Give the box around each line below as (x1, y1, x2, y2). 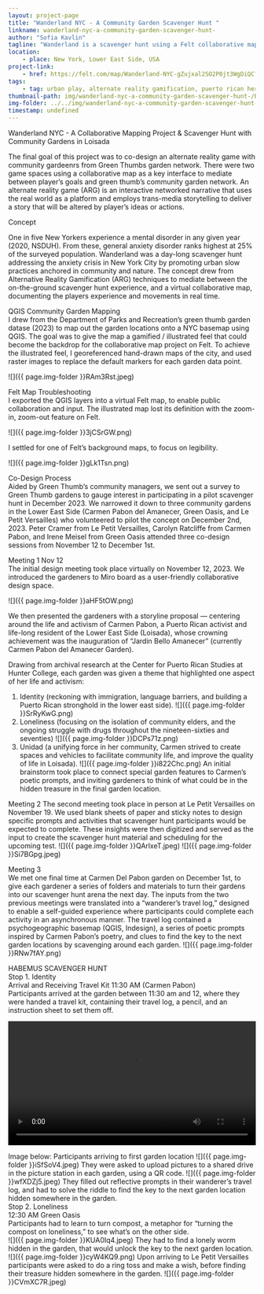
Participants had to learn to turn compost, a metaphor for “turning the (8, 1218, 233, 1228)
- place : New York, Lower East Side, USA (22, 56, 159, 64)
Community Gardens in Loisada (8, 137, 110, 146)
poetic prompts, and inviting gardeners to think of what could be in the (19, 776, 248, 784)
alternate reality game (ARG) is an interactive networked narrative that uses (8, 186, 253, 195)
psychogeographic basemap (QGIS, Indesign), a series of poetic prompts (8, 923, 245, 932)
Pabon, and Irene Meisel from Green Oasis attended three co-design (8, 532, 230, 541)
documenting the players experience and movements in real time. (8, 291, 220, 300)
